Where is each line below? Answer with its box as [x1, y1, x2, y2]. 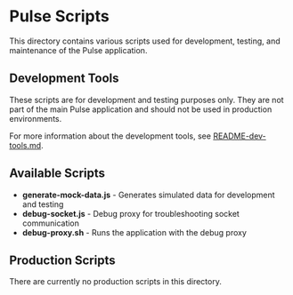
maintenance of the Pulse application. [9, 44, 148, 55]
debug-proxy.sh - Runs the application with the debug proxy [21, 227, 248, 237]
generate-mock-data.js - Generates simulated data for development [21, 189, 275, 200]
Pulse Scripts [9, 6, 110, 27]
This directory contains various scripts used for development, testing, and [9, 36, 281, 46]
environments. [9, 113, 62, 124]
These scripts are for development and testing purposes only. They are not [9, 94, 284, 105]
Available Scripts [9, 166, 105, 181]
